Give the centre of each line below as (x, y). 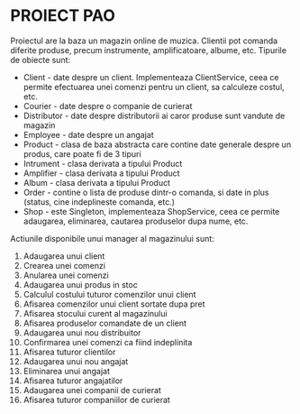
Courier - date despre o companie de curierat (108, 106)
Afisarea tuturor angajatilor (73, 381)
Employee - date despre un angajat (88, 134)
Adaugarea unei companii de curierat (92, 390)
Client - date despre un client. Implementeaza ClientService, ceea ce (151, 77)
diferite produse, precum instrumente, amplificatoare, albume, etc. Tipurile (149, 50)
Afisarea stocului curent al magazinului (95, 313)
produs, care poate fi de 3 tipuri (82, 153)
